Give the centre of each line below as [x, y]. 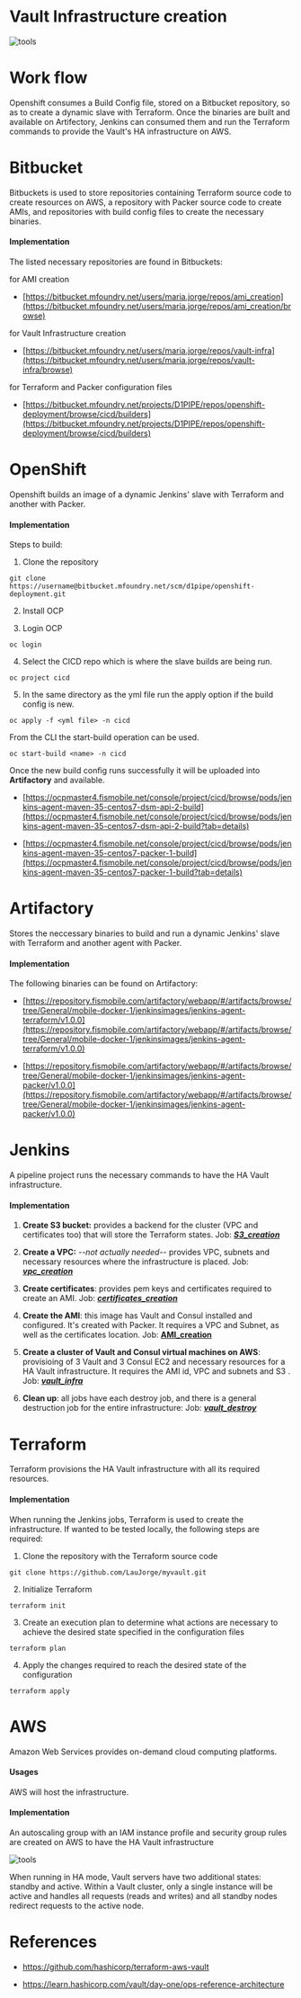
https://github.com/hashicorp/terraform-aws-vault [115, 1967]
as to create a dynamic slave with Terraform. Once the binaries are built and [150, 112]
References [53, 1942]
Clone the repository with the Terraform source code [120, 1556]
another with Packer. [48, 504]
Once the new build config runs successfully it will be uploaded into [135, 771]
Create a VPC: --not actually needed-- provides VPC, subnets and [146, 1253]
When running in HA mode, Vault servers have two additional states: [136, 1877]
